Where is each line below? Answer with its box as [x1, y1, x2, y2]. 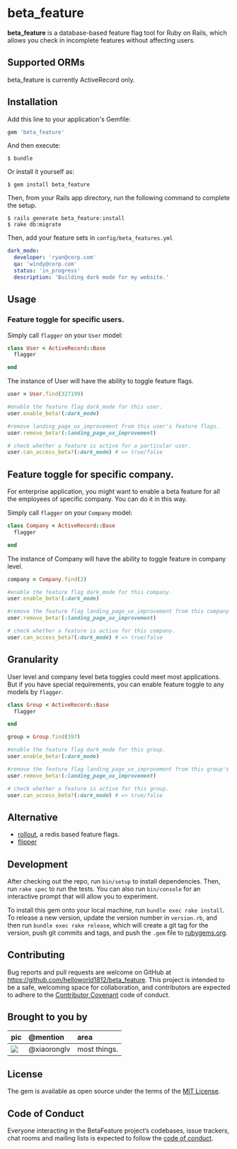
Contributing [7, 949, 65, 961]
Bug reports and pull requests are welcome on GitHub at [7, 967, 172, 977]
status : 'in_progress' [13, 268, 81, 275]
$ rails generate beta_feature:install [7, 215, 125, 222]
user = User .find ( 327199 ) [7, 390, 83, 398]
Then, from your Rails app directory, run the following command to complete [7, 194, 230, 202]
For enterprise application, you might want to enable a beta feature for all [7, 488, 221, 496]
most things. [77, 1044, 119, 1054]
